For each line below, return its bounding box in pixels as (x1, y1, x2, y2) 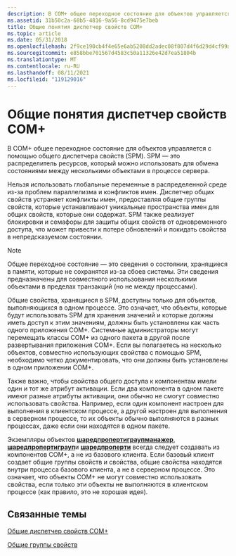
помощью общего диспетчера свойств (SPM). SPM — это (7, 152, 181, 160)
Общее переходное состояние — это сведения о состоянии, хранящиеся (7, 260, 228, 268)
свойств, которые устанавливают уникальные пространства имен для (7, 203, 220, 211)
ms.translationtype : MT (7, 56, 77, 63)
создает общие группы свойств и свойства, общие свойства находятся (7, 458, 223, 467)
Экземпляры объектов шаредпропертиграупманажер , (7, 436, 176, 444)
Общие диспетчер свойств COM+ (7, 527, 109, 536)
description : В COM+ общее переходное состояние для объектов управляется (7, 10, 231, 18)
